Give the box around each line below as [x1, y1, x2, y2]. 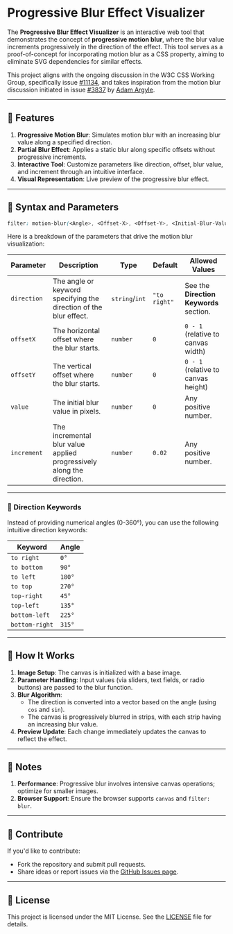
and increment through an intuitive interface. [17, 167, 145, 176]
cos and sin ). [27, 705, 65, 713]
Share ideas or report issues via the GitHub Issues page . [17, 867, 179, 876]
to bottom [10, 563, 43, 571]
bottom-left [10, 611, 51, 619]
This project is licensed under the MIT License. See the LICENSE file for [7, 912, 212, 921]
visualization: [7, 239, 45, 248]
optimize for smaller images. [17, 787, 98, 795]
